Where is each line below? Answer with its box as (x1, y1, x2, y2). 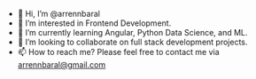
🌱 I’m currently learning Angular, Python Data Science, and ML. (17, 28, 248, 37)
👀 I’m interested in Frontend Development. (17, 18, 172, 28)
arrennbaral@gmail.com (17, 59, 106, 70)
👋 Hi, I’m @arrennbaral (17, 9, 100, 19)
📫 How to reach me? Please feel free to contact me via (17, 47, 220, 57)
